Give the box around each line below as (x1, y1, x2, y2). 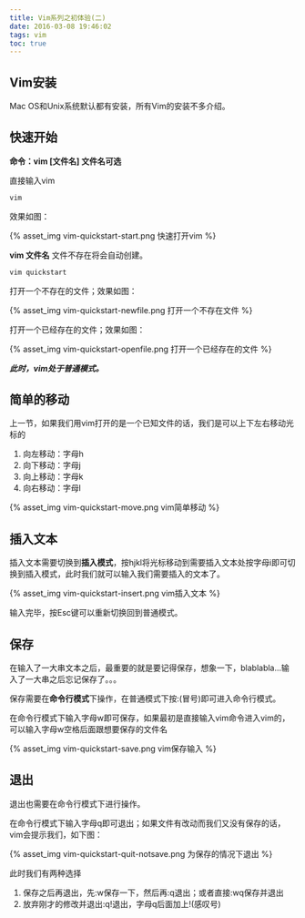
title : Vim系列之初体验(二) (9, 13, 107, 23)
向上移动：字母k (22, 471, 84, 483)
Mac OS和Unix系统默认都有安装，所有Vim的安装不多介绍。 (9, 101, 230, 112)
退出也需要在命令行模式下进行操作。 (9, 798, 146, 809)
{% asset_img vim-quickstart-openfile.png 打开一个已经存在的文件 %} (9, 343, 272, 354)
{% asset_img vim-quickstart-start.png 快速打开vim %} (9, 229, 217, 241)
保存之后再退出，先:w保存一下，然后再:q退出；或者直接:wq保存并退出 (22, 887, 284, 898)
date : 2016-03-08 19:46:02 (9, 22, 112, 31)
